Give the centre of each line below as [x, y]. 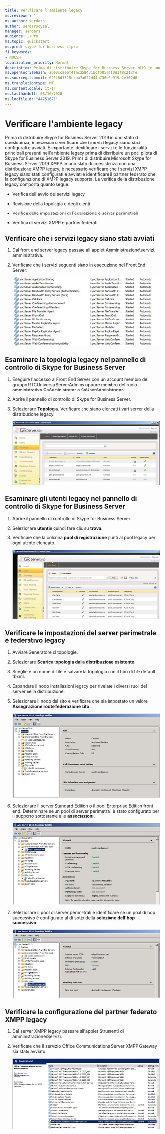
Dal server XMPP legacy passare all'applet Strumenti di [68, 1031]
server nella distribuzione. [39, 691]
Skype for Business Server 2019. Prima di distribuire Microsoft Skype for [78, 158]
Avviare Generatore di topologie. [45, 652]
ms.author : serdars [25, 21]
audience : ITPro [22, 36]
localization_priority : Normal [37, 62]
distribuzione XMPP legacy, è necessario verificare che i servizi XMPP [76, 169]
